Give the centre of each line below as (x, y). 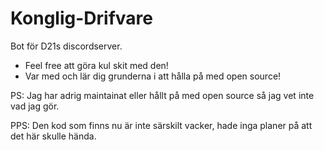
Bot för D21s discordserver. (66, 46)
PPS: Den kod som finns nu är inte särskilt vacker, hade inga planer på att (161, 125)
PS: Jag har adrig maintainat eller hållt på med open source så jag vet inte (162, 95)
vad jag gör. (35, 106)
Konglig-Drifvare (81, 18)
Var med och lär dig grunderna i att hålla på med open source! (153, 76)
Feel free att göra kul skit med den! (96, 65)
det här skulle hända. (53, 136)
